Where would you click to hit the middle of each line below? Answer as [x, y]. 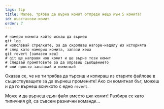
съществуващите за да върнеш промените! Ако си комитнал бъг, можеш [82, 81]
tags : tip [15, 10]
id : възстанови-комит [27, 19]
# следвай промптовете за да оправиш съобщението [57, 63]
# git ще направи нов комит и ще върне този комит [58, 58]
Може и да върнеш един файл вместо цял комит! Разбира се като [75, 96]
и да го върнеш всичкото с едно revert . [47, 86]
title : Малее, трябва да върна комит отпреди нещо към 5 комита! [73, 14]
